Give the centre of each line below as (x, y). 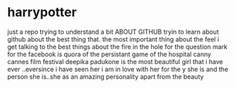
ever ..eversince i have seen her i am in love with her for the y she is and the (118, 69)
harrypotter (42, 12)
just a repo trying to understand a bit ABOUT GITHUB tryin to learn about (113, 32)
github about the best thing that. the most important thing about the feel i (113, 39)
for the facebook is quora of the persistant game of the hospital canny (109, 54)
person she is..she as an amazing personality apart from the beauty (106, 76)
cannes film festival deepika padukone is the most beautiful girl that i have (115, 61)
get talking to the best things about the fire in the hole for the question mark (117, 46)
